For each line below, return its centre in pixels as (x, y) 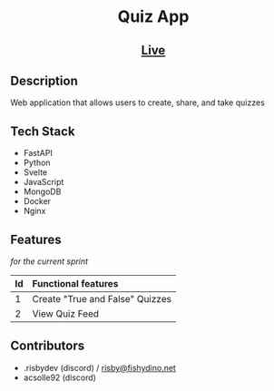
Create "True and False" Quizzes (102, 299)
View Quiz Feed (65, 314)
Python (37, 163)
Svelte (35, 172)
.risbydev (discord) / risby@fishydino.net (99, 367)
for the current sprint (49, 261)
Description (44, 80)
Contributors (48, 346)
